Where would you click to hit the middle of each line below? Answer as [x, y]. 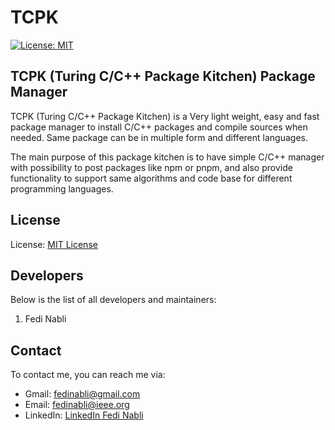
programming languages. [62, 188]
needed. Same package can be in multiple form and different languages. [159, 137]
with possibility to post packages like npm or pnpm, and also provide [151, 167]
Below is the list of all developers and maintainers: [113, 300]
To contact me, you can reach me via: [88, 375]
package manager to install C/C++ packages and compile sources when [159, 127]
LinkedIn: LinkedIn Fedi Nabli [84, 415]
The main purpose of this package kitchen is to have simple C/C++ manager [167, 157]
